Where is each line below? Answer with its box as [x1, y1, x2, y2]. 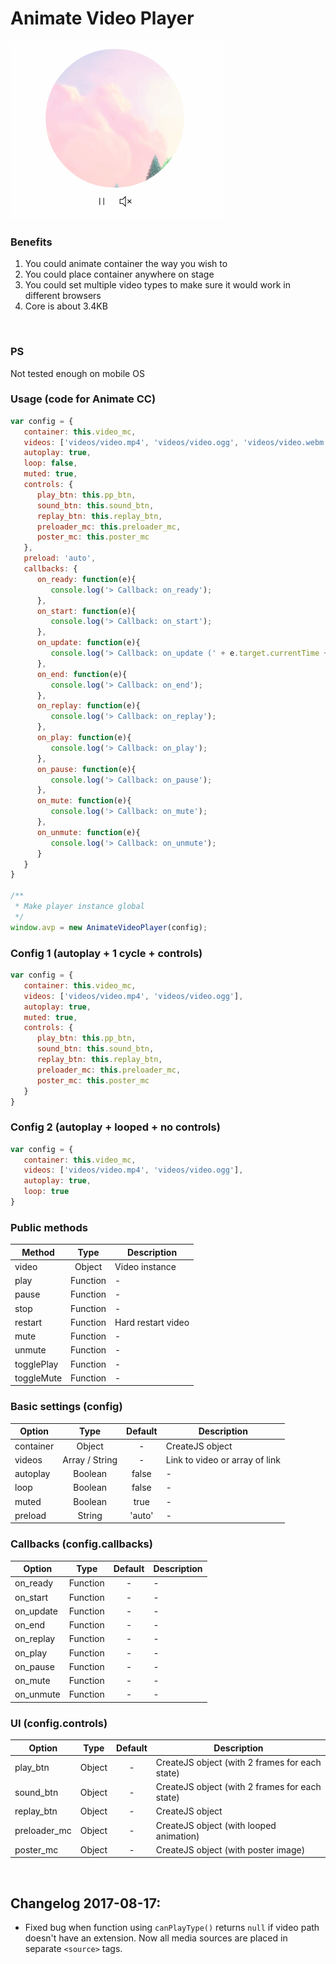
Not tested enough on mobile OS [10, 367, 145, 379]
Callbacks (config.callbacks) [10, 1537, 153, 1551]
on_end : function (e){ [36, 669, 128, 679]
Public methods [10, 1220, 88, 1234]
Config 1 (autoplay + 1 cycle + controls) [10, 946, 203, 960]
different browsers [24, 290, 102, 302]
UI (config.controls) [10, 1716, 108, 1730]
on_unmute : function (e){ [36, 827, 141, 837]
